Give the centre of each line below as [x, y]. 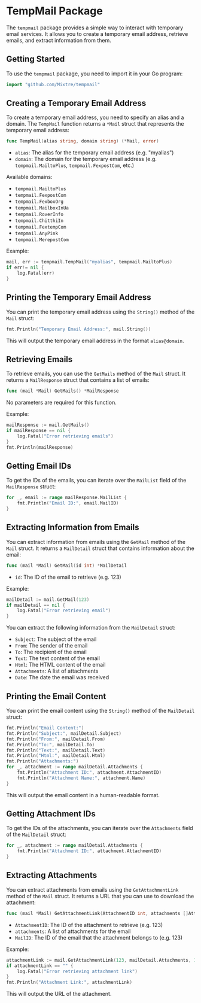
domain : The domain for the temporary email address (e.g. [86, 159]
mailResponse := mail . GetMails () [48, 425]
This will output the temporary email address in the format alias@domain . [95, 341]
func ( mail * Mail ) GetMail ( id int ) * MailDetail [67, 566]
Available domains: [29, 177]
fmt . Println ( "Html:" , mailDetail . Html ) [56, 756]
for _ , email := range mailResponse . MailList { [67, 498]
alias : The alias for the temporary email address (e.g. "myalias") [94, 153]
